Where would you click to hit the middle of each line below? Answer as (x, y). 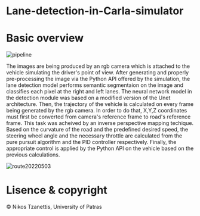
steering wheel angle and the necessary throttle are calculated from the (94, 136)
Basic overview (45, 38)
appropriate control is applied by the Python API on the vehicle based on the (100, 148)
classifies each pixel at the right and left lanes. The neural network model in (99, 92)
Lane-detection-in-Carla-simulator (95, 11)
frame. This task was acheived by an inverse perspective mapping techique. (100, 123)
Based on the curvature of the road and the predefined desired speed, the (97, 130)
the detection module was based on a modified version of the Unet (88, 98)
